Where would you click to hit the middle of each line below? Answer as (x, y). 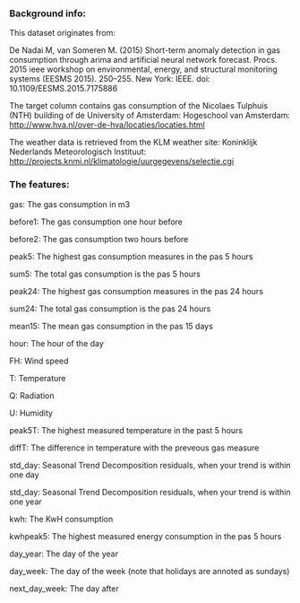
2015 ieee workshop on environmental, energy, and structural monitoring (143, 69)
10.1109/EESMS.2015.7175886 (64, 89)
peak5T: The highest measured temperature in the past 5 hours (126, 430)
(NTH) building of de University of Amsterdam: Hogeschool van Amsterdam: (150, 116)
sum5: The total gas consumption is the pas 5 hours (105, 274)
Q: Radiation (32, 395)
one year (26, 502)
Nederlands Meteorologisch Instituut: (78, 152)
